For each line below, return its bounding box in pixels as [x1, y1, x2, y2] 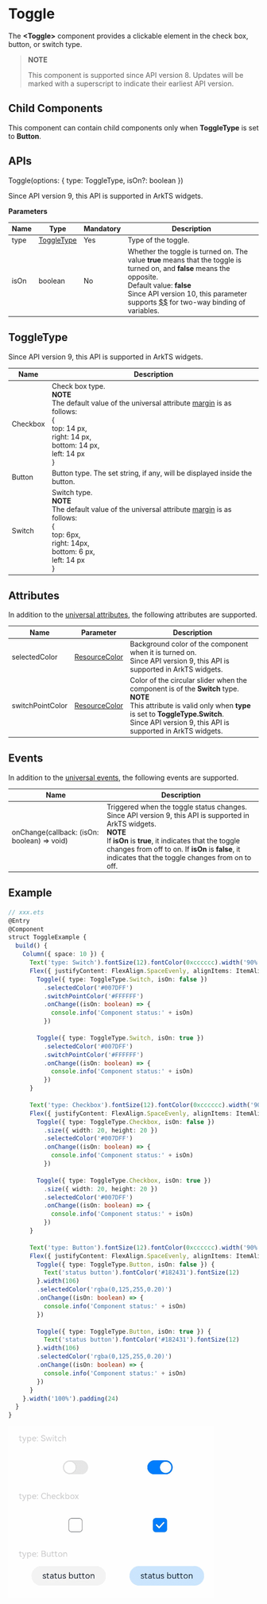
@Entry [8, 916, 30, 924]
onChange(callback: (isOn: [11, 827, 99, 837]
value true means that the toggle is [127, 255, 242, 265]
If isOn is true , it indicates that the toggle [106, 835, 241, 845]
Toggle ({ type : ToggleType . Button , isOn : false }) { [37, 1261, 215, 1269]
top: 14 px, [51, 423, 87, 433]
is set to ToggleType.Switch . [130, 709, 225, 719]
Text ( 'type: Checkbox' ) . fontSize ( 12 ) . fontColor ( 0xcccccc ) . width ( [29, 1101, 250, 1109]
